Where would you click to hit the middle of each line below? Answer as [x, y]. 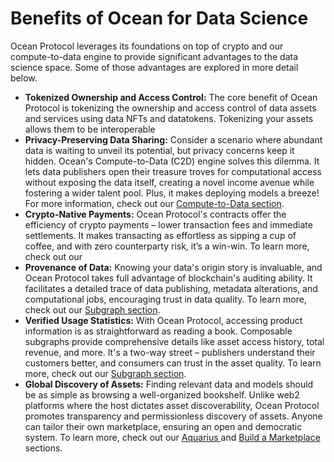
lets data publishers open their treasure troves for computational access [173, 171]
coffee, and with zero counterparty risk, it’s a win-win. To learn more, [167, 246]
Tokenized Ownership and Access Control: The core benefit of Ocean [171, 97]
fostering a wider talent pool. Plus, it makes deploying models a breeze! [172, 193]
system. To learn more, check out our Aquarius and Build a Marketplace [172, 437]
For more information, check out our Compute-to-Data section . [154, 203]
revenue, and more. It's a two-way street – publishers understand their [170, 352]
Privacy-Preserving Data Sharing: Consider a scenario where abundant [173, 139]
